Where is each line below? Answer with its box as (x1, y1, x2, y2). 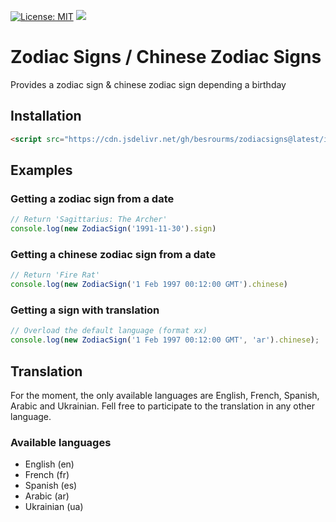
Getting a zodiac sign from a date (10, 191, 175, 205)
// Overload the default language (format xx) (10, 326, 208, 336)
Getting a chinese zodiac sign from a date (10, 247, 217, 261)
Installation (10, 108, 82, 125)
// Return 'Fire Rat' (10, 270, 101, 280)
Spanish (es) (24, 480, 78, 492)
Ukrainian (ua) (24, 501, 84, 513)
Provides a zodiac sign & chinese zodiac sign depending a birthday (10, 78, 287, 90)
